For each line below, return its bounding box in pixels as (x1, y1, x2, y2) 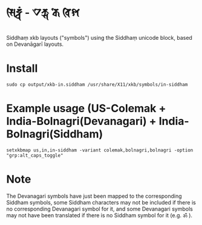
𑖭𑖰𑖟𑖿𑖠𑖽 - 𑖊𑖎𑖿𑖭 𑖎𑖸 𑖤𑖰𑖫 (6, 6, 80, 20)
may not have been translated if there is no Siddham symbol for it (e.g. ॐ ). (6, 211, 192, 219)
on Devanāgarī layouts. (6, 40, 64, 48)
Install (6, 62, 38, 75)
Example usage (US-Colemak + (6, 102, 166, 115)
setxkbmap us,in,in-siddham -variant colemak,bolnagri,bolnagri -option (6, 147, 194, 153)
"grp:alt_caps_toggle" (6, 152, 64, 159)
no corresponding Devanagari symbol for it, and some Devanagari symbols (6, 205, 194, 212)
